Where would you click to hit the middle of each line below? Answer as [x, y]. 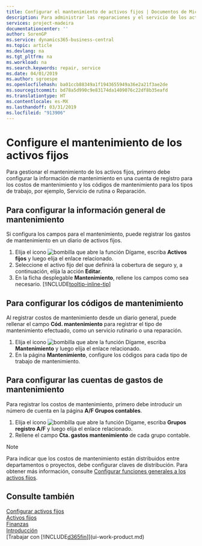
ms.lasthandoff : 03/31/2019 [41, 107]
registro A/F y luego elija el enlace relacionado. [74, 428]
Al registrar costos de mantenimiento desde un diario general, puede [91, 318]
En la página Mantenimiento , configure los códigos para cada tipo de [101, 355]
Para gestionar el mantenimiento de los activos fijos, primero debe [88, 172]
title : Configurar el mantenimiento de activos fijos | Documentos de [96, 12]
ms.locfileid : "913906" [36, 113]
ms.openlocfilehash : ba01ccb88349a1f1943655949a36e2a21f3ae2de [87, 85]
